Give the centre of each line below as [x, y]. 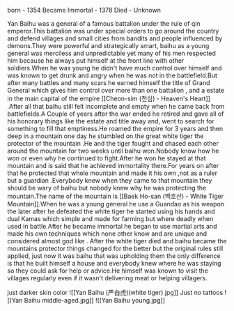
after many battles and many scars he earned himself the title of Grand [109, 83]
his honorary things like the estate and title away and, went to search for [111, 121]
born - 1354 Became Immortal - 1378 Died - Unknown [84, 10]
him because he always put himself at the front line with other [96, 61]
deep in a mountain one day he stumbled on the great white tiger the [106, 136]
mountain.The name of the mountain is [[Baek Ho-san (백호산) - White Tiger [116, 196]
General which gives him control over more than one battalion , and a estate [116, 90]
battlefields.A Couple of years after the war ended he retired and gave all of [116, 114]
